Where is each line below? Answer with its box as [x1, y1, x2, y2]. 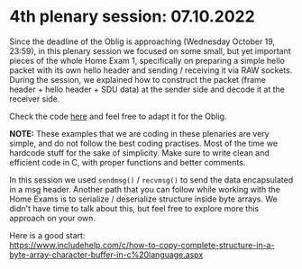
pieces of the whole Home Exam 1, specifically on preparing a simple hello [9, 55, 286, 66]
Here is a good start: [9, 229, 86, 240]
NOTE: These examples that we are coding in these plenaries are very [9, 128, 270, 139]
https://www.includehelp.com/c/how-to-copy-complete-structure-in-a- [9, 239, 275, 250]
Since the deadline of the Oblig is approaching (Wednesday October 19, [9, 36, 276, 47]
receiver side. [9, 93, 60, 104]
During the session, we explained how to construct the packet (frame [9, 74, 266, 85]
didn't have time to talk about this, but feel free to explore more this [9, 202, 260, 213]
